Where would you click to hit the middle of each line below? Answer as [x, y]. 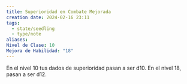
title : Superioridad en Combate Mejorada [59, 12]
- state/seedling [33, 28]
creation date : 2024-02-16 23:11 [48, 17]
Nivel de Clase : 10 [31, 46]
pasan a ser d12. [26, 74]
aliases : [17, 40]
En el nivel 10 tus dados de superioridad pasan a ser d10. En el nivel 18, [94, 68]
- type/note [27, 34]
